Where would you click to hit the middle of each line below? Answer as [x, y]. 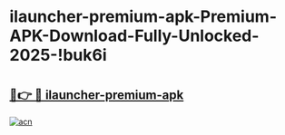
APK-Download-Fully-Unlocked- [134, 36]
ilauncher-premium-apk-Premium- [143, 17]
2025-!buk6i [58, 55]
